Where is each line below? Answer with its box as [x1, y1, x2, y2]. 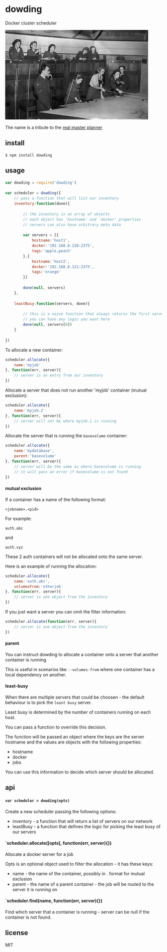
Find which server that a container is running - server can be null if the [5, 909, 150, 915]
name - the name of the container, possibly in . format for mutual [12, 870, 145, 876]
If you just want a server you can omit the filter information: [5, 609, 127, 615]
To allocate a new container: [5, 347, 63, 353]
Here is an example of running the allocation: [5, 563, 97, 569]
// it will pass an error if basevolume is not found [14, 469, 128, 474]
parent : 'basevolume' [14, 454, 57, 459]
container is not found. [5, 914, 52, 921]
